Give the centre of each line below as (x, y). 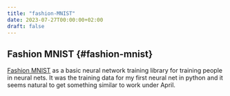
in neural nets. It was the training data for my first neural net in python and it (115, 78)
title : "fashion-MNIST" (41, 13)
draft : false (26, 26)
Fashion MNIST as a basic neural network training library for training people (115, 71)
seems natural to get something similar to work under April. (92, 85)
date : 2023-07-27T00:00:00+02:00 (55, 20)
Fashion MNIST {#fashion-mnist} (80, 54)
